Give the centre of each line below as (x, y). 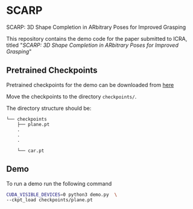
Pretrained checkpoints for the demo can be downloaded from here (90, 85)
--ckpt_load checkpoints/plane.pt (50, 200)
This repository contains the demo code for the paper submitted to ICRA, (97, 38)
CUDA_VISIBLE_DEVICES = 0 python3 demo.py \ (62, 195)
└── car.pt (31, 151)
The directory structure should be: (49, 108)
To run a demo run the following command (59, 183)
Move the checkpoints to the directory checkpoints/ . (71, 96)
